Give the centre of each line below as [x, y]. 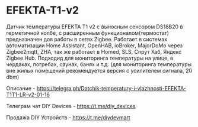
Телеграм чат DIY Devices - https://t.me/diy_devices [71, 106]
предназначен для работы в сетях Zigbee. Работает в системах [87, 39]
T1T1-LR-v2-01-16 [28, 95]
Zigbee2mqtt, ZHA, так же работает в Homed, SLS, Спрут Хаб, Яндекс [94, 51]
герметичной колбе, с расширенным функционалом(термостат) [87, 32]
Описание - [21, 88]
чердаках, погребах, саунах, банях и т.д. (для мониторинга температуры [99, 64]
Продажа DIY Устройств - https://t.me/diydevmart [68, 117]
